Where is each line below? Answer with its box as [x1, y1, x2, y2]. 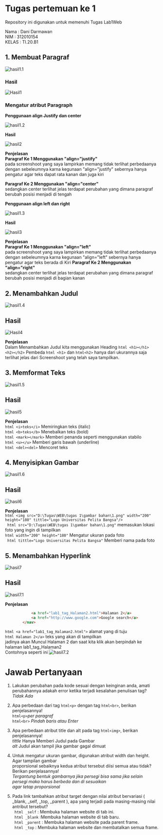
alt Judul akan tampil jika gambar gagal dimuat [12, 743, 106, 749]
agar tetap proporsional [12, 784, 60, 790]
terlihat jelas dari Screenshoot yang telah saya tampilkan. [5, 354, 120, 360]
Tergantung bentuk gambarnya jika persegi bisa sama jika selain [12, 773, 143, 779]
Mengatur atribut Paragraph [5, 101, 73, 108]
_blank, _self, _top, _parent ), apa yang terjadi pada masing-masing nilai [12, 798, 156, 805]
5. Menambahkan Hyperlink [5, 551, 91, 560]
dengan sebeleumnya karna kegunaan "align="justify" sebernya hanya [5, 166, 147, 172]
